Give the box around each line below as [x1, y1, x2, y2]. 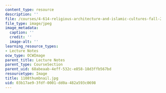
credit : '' [9, 35, 32, 40]
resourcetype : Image [5, 71, 48, 76]
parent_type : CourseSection [5, 62, 63, 67]
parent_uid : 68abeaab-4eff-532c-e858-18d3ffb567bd [5, 67, 112, 72]
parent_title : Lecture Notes [5, 58, 65, 62]
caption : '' [9, 30, 35, 35]
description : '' [5, 12, 39, 17]
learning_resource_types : [5, 44, 58, 49]
